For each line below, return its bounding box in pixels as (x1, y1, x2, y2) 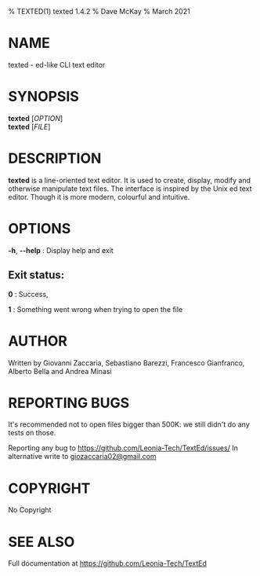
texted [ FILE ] (8, 122, 51, 131)
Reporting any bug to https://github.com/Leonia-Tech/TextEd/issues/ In (8, 443, 239, 453)
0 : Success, (8, 289, 49, 299)
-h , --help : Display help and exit (8, 245, 114, 255)
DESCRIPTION (8, 149, 102, 167)
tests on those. (8, 428, 56, 438)
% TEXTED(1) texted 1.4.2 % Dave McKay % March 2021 (8, 7, 190, 16)
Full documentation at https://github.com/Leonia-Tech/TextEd (8, 559, 208, 568)
